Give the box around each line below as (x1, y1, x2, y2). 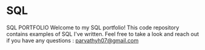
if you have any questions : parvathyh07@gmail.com (6, 37, 139, 44)
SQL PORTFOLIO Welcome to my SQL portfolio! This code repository (6, 24, 179, 31)
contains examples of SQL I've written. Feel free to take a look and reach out (6, 30, 199, 37)
